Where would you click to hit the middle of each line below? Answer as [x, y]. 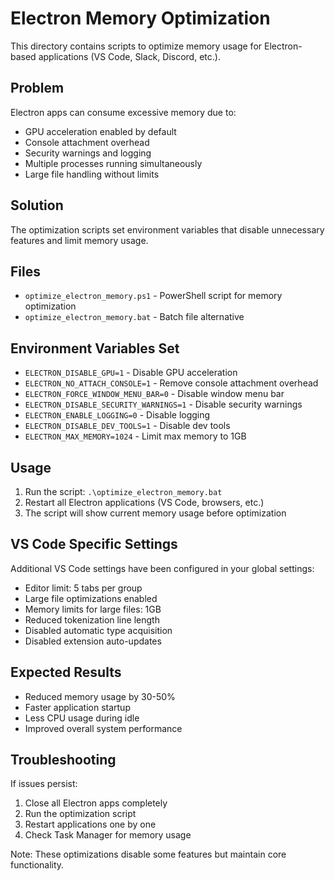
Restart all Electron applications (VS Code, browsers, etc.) [144, 502]
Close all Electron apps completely [96, 803]
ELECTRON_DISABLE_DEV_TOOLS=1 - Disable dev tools [127, 426]
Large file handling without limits [92, 174]
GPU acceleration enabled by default [100, 131]
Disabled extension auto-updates [93, 641]
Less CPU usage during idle [82, 718]
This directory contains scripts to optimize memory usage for [136, 46]
